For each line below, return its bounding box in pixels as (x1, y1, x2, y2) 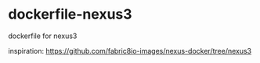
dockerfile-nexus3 (8, 5, 132, 23)
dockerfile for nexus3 (8, 31, 78, 40)
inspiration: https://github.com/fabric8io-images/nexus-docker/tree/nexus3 (8, 46, 252, 55)
